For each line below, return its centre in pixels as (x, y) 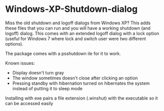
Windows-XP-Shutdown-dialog (71, 9)
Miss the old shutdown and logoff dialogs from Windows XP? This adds (78, 23)
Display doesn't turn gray (38, 72)
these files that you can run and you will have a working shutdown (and (78, 28)
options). (14, 44)
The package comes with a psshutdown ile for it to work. (63, 54)
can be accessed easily (29, 103)
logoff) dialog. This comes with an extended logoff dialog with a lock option (82, 33)
